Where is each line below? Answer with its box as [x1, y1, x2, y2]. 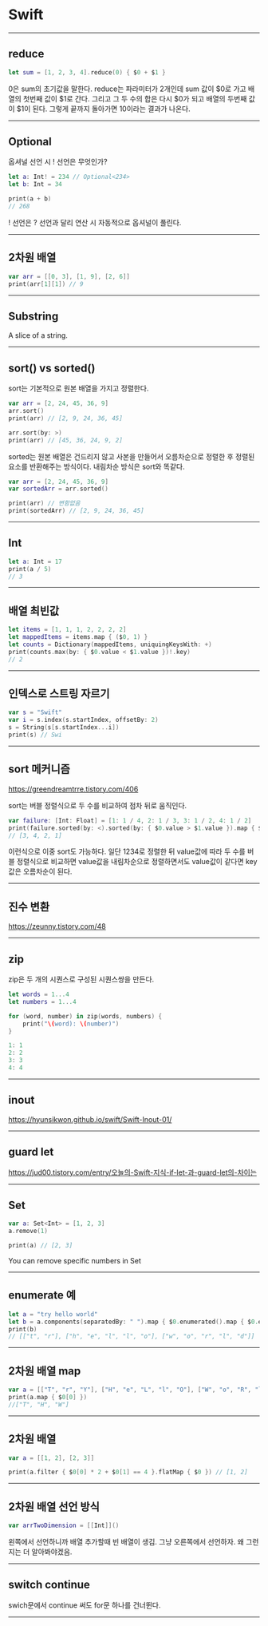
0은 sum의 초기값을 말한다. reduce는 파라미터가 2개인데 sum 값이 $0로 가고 [8, 84, 246, 93]
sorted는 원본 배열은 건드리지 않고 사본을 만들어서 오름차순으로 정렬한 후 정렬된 [8, 451, 255, 461]
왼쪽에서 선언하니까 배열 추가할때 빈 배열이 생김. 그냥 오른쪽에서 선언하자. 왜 [8, 1537, 245, 1546]
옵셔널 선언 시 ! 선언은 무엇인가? [8, 157, 108, 167]
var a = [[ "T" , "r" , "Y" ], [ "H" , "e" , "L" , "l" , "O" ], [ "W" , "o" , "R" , [8, 1386, 252, 1394]
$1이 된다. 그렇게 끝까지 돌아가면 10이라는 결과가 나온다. [16, 104, 191, 113]
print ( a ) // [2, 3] [8, 1242, 73, 1250]
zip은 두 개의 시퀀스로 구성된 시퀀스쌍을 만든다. [8, 974, 155, 984]
